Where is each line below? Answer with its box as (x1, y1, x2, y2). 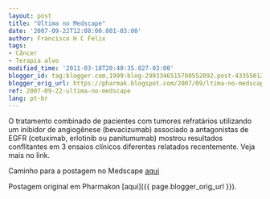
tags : (8, 42, 27, 50)
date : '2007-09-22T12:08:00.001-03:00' (8, 27, 142, 35)
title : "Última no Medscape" (8, 19, 106, 27)
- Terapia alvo (8, 57, 59, 65)
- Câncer (8, 49, 38, 57)
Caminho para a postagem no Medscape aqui (8, 166, 160, 176)
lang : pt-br (8, 94, 48, 102)
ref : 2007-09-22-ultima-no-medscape (8, 86, 131, 95)
